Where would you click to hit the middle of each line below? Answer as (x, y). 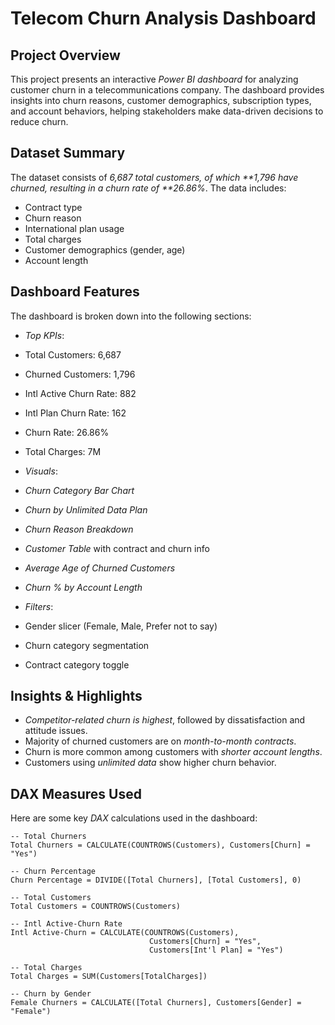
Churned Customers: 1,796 (80, 374)
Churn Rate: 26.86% (67, 432)
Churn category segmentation (87, 645)
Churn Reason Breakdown (79, 529)
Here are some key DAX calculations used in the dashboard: (134, 818)
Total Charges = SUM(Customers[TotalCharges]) (109, 977)
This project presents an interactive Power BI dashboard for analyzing (154, 79)
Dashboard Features (75, 292)
